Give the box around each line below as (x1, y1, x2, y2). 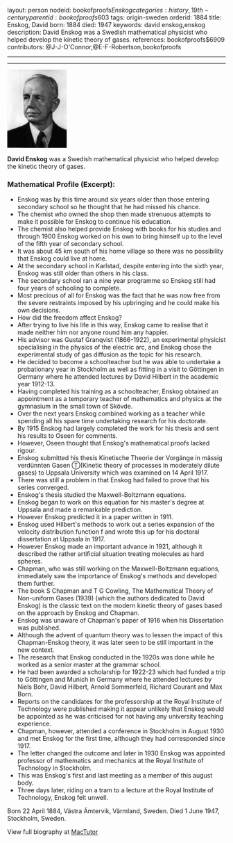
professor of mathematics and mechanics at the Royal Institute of (17, 757, 205, 765)
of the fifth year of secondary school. (17, 240, 124, 248)
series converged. (17, 483, 69, 492)
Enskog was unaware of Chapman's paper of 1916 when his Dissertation (17, 616, 224, 625)
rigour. (17, 446, 37, 455)
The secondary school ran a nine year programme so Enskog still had (17, 277, 216, 285)
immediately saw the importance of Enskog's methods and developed (17, 572, 217, 580)
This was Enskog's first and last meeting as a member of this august (17, 771, 213, 780)
